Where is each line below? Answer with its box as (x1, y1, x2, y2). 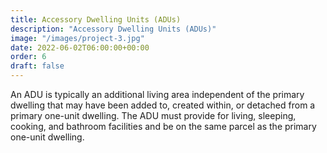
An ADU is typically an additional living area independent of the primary (10, 89, 305, 100)
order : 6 (10, 52, 47, 62)
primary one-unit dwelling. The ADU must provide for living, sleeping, (10, 110, 297, 121)
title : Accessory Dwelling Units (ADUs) (10, 14, 182, 25)
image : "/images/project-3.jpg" (10, 33, 145, 43)
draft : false (10, 61, 65, 71)
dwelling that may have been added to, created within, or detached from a (10, 99, 316, 111)
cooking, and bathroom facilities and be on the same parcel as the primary (10, 121, 317, 132)
